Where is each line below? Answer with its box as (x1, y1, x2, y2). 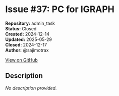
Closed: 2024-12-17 (5, 41, 47, 47)
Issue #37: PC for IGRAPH (5, 4, 114, 15)
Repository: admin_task (5, 20, 55, 26)
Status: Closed (5, 25, 37, 31)
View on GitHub (5, 57, 38, 63)
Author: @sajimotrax (5, 47, 49, 53)
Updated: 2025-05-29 (5, 36, 52, 42)
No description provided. (5, 85, 57, 91)
